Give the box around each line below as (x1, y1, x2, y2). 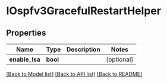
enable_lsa (9, 55, 40, 63)
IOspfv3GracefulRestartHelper (6, 4, 162, 18)
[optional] (106, 55, 134, 63)
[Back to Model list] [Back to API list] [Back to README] (6, 71, 143, 78)
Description (66, 46, 100, 53)
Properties (6, 28, 46, 38)
